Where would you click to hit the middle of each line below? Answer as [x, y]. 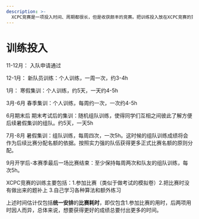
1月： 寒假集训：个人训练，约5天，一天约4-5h [62, 91]
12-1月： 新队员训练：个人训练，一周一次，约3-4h [67, 78]
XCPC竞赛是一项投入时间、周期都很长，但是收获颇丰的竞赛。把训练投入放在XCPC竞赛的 [101, 17]
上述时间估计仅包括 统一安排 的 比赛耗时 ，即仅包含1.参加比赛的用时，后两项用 [99, 203]
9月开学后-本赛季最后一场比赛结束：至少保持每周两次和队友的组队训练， [95, 163]
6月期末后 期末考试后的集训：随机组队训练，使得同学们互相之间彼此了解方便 [99, 116]
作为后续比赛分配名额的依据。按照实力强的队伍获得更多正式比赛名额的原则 [97, 143]
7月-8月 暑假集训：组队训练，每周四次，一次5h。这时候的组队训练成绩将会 [97, 136]
